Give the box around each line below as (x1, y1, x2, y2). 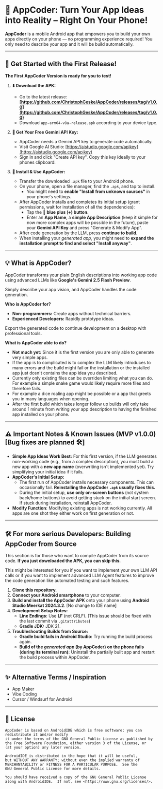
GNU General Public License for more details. (5, 766, 101, 771)
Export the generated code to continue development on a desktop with (5, 325, 147, 331)
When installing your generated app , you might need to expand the (19, 235, 154, 241)
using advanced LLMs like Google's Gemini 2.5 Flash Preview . (5, 277, 131, 283)
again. (19, 639, 32, 645)
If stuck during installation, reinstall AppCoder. (19, 500, 112, 506)
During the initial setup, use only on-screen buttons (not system (19, 489, 149, 496)
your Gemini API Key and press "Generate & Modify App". (26, 225, 143, 230)
